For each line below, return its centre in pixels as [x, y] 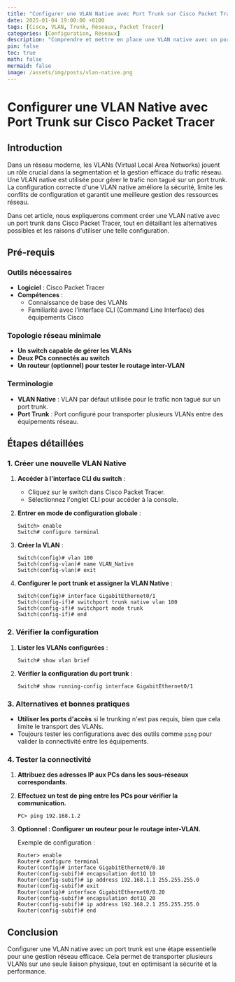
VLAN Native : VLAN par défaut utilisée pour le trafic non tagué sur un [119, 399]
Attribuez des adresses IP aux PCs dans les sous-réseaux [103, 775]
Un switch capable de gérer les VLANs [74, 350]
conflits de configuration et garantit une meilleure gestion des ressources [113, 194]
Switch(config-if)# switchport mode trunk [80, 608]
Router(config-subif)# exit [58, 886]
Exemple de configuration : [56, 843]
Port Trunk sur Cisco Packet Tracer [111, 122]
